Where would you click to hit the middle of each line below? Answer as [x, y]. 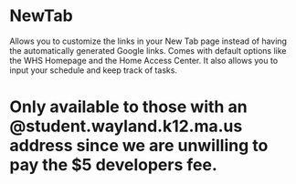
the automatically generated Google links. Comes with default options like [148, 50]
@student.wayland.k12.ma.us [126, 126]
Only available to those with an [129, 107]
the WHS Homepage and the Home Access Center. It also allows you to [144, 60]
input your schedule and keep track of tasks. [94, 70]
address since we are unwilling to [139, 146]
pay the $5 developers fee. [113, 165]
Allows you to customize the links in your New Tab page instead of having [148, 41]
